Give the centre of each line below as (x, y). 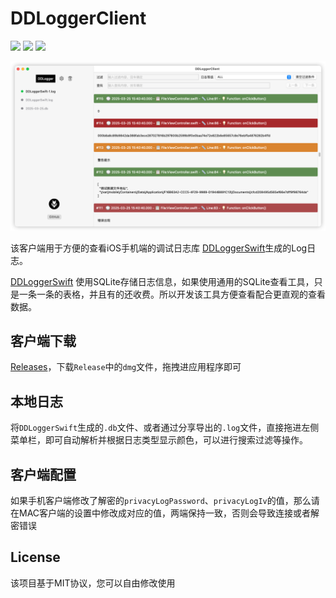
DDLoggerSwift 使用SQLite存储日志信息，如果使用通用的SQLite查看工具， (162, 281)
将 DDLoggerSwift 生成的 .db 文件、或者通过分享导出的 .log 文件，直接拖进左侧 (165, 428)
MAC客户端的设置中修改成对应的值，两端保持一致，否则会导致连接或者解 (169, 513)
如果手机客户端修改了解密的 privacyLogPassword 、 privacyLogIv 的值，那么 (161, 501)
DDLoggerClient (78, 18)
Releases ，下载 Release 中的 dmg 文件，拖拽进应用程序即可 (126, 367)
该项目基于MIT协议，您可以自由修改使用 (93, 583)
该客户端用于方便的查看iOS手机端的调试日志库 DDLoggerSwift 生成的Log (159, 248)
